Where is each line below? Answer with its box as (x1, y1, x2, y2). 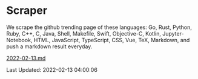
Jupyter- (162, 30, 184, 37)
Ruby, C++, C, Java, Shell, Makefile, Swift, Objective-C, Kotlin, (6, 30, 162, 37)
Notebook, (6, 36, 33, 43)
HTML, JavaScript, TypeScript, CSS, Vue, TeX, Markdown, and (33, 36, 190, 43)
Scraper (6, 4, 47, 17)
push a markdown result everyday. (6, 43, 93, 50)
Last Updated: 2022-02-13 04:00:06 (6, 66, 98, 73)
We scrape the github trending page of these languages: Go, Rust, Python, (6, 24, 193, 31)
